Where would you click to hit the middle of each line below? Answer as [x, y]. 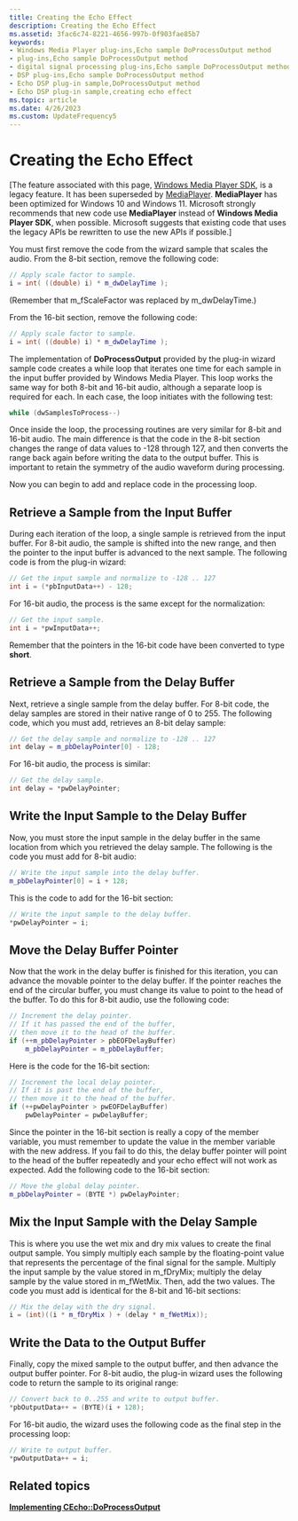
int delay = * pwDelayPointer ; [65, 789]
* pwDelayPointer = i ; [49, 922]
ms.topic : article [43, 100]
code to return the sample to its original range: [94, 1383]
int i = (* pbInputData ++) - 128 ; [71, 587]
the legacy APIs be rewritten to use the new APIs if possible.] [121, 232]
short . [21, 654]
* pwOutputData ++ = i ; [49, 1458]
